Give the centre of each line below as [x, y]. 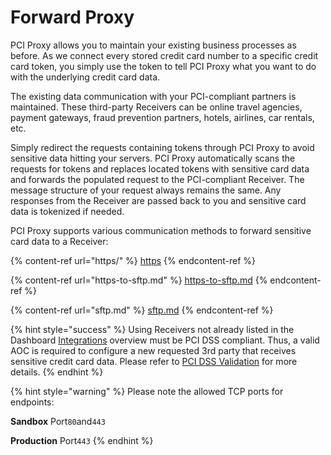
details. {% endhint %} [57, 372]
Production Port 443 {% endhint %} [82, 440]
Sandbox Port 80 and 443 [58, 421]
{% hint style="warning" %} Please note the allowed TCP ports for [147, 391]
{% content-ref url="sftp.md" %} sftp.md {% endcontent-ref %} [142, 310]
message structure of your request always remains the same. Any [146, 190]
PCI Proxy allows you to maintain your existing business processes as [153, 45]
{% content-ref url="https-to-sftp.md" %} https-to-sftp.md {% [139, 280]
